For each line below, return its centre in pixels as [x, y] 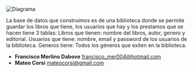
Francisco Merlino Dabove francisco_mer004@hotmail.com [88, 56]
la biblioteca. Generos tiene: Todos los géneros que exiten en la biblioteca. [96, 45]
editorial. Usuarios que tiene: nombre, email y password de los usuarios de [96, 39]
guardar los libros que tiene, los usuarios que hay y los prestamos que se [95, 27]
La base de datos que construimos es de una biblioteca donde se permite [95, 20]
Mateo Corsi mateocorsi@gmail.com [59, 63]
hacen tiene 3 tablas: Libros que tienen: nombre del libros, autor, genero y [96, 33]
